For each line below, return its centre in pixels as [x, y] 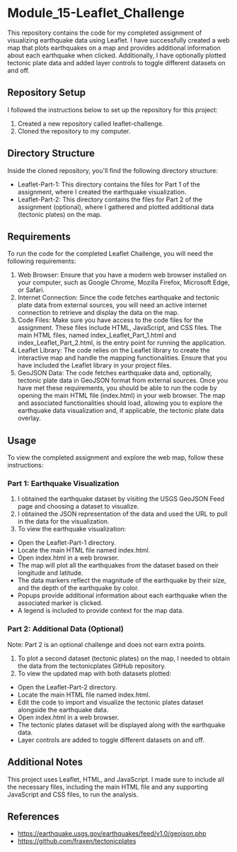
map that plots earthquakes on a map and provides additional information [114, 48]
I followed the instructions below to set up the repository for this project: [112, 110]
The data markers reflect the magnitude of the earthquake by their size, [122, 580]
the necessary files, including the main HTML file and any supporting [108, 787]
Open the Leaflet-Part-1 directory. [67, 543]
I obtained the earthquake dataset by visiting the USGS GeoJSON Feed [121, 499]
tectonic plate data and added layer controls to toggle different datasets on [116, 62]
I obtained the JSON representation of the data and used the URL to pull [122, 514]
